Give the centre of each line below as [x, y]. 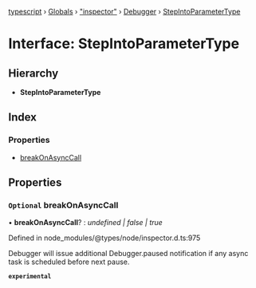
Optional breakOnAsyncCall [63, 205]
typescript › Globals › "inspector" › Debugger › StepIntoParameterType [124, 12]
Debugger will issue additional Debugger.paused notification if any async [128, 254]
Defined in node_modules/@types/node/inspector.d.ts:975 [104, 238]
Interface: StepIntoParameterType [124, 44]
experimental [30, 277]
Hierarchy [33, 73]
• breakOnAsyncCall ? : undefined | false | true [86, 223]
